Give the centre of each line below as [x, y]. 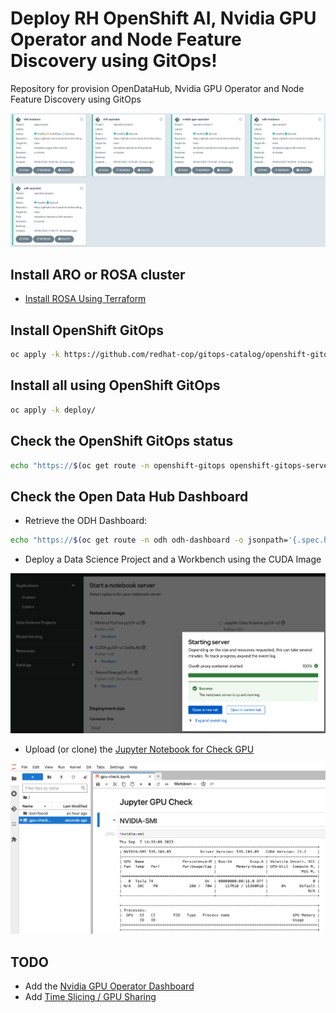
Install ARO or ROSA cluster [98, 274]
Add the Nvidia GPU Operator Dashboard [109, 986]
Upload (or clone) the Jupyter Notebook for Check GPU [139, 749]
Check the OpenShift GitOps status [122, 441]
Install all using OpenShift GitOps [115, 385]
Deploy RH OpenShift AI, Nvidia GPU [163, 18]
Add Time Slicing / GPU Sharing [90, 997]
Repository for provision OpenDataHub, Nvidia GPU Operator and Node [157, 88]
